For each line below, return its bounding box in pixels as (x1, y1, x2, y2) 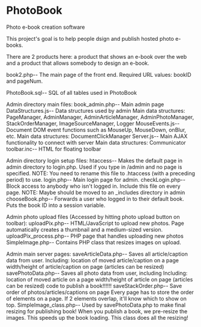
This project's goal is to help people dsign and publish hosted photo (6, 35, 174, 42)
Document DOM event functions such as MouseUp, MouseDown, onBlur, (6, 126, 187, 133)
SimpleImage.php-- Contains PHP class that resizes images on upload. (6, 238, 181, 246)
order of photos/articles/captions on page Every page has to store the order (6, 289, 194, 296)
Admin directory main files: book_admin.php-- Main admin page (6, 100, 164, 108)
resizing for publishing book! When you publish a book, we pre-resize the (6, 307, 188, 315)
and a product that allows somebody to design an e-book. (6, 59, 150, 67)
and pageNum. (6, 77, 43, 85)
